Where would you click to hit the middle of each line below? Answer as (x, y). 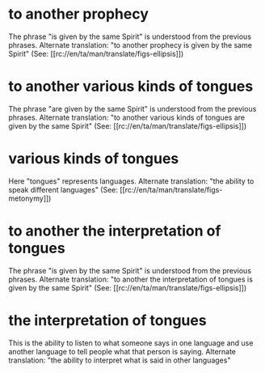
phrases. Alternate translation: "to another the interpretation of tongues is (130, 279)
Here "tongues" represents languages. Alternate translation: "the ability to (131, 181)
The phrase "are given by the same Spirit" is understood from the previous (132, 108)
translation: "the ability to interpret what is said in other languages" (120, 360)
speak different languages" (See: (63, 189)
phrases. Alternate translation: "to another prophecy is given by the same (130, 45)
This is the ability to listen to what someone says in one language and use (131, 343)
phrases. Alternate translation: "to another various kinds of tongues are (126, 117)
